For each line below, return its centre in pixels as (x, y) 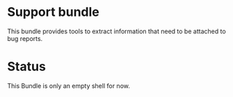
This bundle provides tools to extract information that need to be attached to (116, 31)
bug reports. (25, 38)
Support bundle (53, 12)
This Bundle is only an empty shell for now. (69, 86)
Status (27, 67)
